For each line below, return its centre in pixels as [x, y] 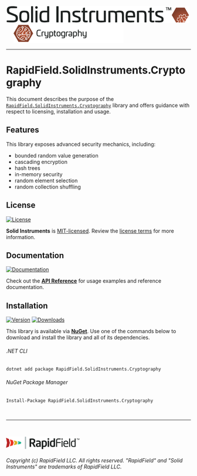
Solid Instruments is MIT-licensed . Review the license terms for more [90, 231]
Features [23, 130]
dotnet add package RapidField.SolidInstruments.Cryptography [84, 369]
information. [21, 237]
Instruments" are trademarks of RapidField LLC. [64, 467]
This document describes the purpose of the [60, 99]
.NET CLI [17, 351]
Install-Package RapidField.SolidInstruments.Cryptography [80, 400]
